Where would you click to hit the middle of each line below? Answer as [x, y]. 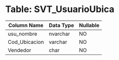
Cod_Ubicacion [26, 42]
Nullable [89, 25]
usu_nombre [23, 34]
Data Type [62, 25]
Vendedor [19, 50]
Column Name [26, 25]
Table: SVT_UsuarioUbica [60, 9]
